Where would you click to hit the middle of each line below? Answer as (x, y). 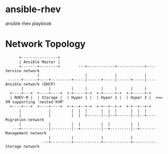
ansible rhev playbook (29, 23)
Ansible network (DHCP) (31, 84)
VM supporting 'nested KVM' (35, 102)
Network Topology (45, 44)
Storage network (22, 146)
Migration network (25, 120)
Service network (22, 71)
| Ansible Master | (39, 62)
